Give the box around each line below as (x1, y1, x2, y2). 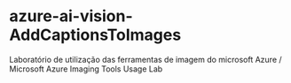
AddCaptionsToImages (9, 25, 182, 45)
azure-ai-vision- (9, 6, 133, 26)
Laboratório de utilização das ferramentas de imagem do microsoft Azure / (9, 54, 282, 64)
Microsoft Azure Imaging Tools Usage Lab (9, 64, 163, 74)
